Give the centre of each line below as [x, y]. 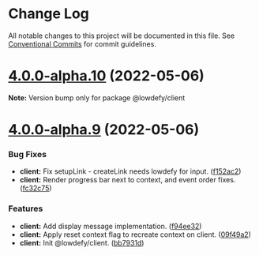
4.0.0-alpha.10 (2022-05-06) [107, 76]
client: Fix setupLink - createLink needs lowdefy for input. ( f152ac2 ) [130, 171]
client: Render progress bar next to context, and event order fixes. [128, 180]
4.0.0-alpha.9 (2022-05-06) [104, 130]
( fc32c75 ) [36, 188]
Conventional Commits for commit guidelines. [82, 43]
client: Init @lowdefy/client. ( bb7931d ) [82, 242]
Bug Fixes [28, 154]
